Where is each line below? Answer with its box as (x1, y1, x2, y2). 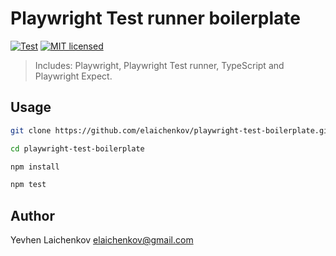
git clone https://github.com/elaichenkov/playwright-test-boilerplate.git (10, 125, 333, 136)
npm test (10, 180, 47, 190)
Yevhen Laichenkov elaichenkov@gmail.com (10, 234, 194, 246)
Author (10, 207, 55, 224)
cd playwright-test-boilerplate (10, 143, 145, 154)
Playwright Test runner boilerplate (10, 7, 301, 30)
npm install (10, 162, 60, 172)
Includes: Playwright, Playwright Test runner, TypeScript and (34, 59, 285, 71)
